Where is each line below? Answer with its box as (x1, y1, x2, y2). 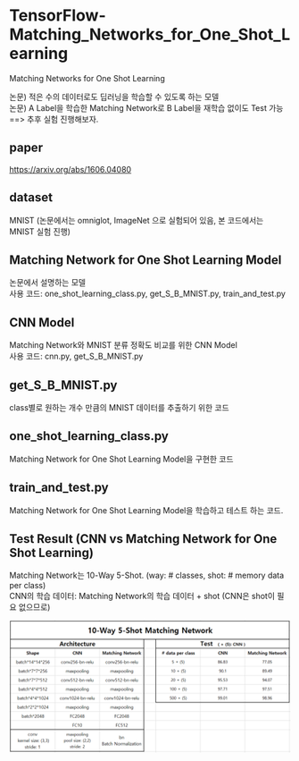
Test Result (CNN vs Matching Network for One (9, 531, 278, 546)
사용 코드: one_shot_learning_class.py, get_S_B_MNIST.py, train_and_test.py (9, 288, 286, 300)
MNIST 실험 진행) (9, 225, 71, 237)
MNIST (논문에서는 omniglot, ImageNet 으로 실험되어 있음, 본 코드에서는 (9, 215, 264, 225)
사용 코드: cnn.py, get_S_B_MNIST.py (9, 351, 144, 362)
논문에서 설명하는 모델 (9, 277, 87, 288)
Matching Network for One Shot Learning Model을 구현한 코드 (9, 453, 234, 464)
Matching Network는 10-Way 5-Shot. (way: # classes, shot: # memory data (9, 570, 285, 581)
